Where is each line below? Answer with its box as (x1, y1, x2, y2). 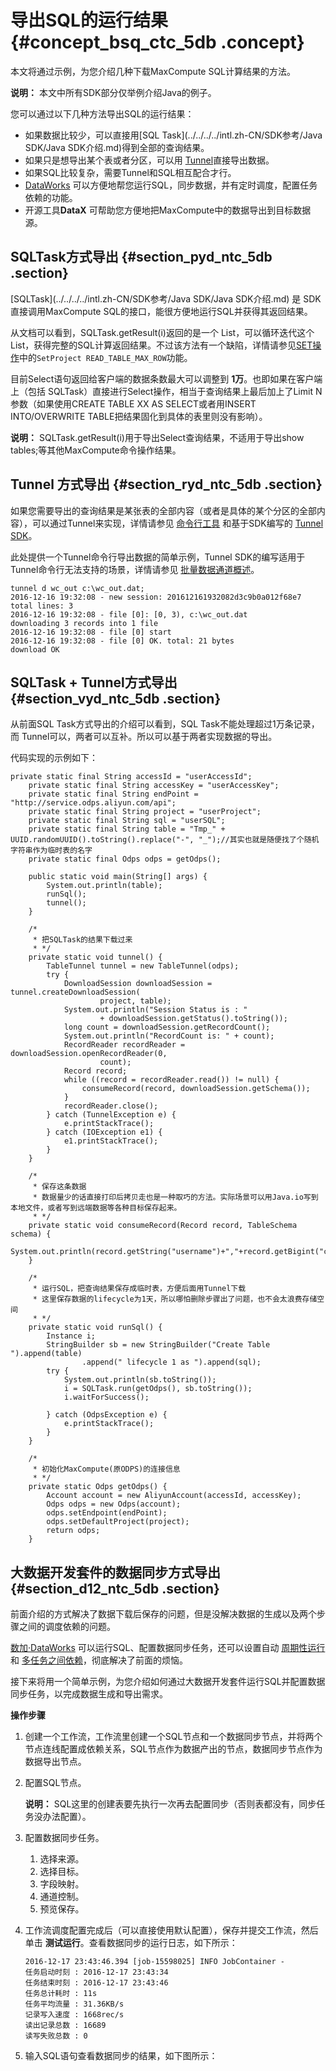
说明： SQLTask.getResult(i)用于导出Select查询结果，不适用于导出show (10, 431, 305, 443)
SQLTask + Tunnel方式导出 (10, 674, 178, 691)
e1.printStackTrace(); (63, 1136, 159, 1146)
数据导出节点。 (24, 1756, 87, 1768)
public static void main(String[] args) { (28, 872, 208, 882)
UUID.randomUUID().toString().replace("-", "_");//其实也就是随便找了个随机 (10, 835, 320, 845)
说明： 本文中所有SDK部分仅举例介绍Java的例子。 (10, 86, 217, 98)
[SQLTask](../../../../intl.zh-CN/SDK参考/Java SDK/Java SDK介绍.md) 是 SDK (10, 292, 322, 305)
